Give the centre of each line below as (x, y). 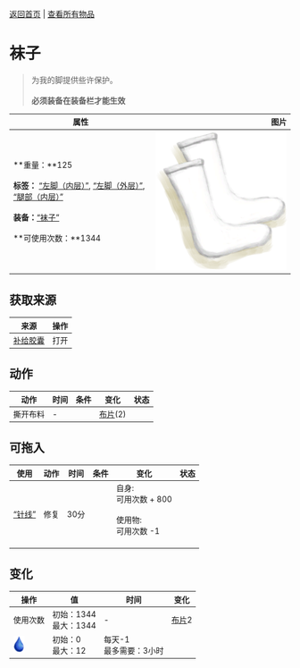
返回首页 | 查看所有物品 (52, 14)
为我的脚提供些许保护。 (74, 80)
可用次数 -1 (138, 531)
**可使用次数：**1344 (57, 238)
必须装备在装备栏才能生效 (78, 100)
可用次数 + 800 (144, 499)
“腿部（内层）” (38, 197)
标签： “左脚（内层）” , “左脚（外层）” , (79, 186)
